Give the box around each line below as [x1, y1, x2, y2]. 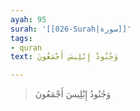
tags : [10, 33, 33, 43]
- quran [10, 42, 43, 53]
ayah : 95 [10, 14, 47, 25]
